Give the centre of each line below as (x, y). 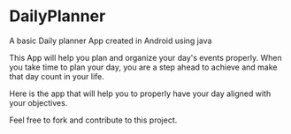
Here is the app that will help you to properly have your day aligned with (140, 93)
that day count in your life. (57, 76)
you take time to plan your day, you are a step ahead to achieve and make (143, 67)
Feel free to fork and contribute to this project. (93, 120)
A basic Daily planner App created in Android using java (111, 41)
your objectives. (38, 102)
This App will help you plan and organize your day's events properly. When (145, 57)
